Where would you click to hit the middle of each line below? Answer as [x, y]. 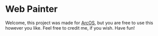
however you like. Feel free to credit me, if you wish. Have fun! [70, 28]
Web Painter [32, 9]
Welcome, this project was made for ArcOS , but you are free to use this [79, 23]
